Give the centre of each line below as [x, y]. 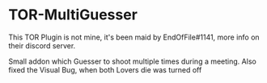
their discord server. [42, 45]
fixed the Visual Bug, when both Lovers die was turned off [105, 69]
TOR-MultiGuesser [73, 15]
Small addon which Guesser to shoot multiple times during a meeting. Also [132, 61]
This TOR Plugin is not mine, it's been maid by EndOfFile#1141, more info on [134, 37]
